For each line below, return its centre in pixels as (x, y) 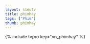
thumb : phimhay (21, 23)
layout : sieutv (21, 9)
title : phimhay (21, 14)
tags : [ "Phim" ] (21, 18)
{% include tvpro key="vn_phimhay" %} (45, 37)
